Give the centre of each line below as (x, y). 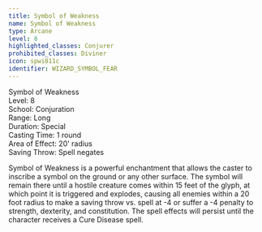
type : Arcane (30, 31)
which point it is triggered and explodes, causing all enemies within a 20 (129, 193)
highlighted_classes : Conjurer (61, 46)
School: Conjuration (41, 109)
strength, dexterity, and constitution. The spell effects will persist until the (131, 211)
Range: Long (30, 118)
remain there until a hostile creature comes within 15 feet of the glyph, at (129, 185)
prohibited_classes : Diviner (58, 54)
